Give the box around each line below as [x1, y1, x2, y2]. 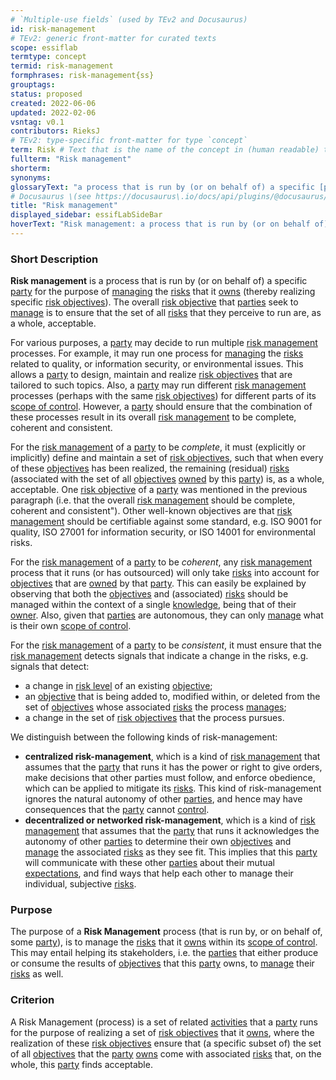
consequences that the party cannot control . [24, 804, 210, 816]
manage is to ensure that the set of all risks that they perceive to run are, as [10, 307, 322, 319]
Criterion [10, 993, 55, 1007]
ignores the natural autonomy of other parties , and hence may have [24, 793, 303, 805]
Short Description [10, 252, 99, 266]
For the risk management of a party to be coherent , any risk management [10, 556, 313, 568]
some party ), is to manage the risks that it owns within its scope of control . [10, 936, 318, 948]
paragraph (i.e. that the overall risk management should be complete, [10, 494, 296, 506]
